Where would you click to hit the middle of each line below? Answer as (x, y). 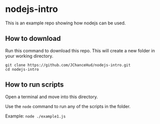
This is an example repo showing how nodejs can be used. (65, 23)
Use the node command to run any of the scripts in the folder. (68, 106)
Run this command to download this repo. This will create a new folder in (80, 50)
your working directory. (29, 56)
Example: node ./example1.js (35, 116)
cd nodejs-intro (22, 69)
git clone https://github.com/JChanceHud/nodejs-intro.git (68, 65)
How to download (33, 39)
